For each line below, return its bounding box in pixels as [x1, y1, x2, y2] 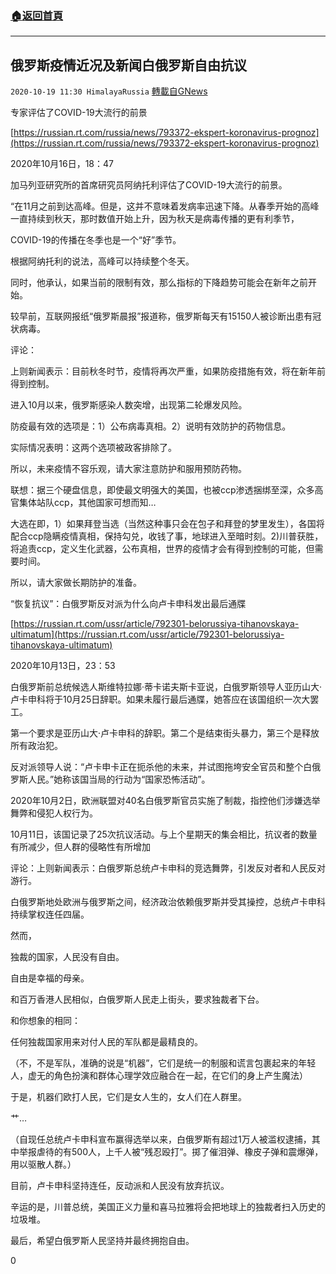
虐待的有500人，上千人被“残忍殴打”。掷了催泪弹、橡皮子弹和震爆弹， [36, 1146, 324, 1158]
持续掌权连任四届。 [10, 908, 90, 921]
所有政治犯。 [10, 740, 63, 752]
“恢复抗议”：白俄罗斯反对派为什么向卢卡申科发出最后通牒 [10, 598, 247, 610]
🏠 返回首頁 [10, 8, 64, 22]
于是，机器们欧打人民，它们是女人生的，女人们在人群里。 [10, 1091, 247, 1103]
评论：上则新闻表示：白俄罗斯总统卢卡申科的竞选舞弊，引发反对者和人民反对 [10, 862, 326, 874]
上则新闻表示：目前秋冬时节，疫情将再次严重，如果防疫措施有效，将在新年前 [10, 365, 326, 377]
